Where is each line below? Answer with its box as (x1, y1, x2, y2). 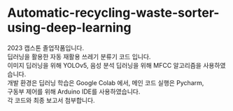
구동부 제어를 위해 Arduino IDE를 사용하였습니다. (7, 87, 141, 96)
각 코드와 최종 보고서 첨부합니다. (7, 96, 96, 104)
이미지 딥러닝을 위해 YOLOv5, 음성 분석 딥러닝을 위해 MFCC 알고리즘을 (7, 61, 202, 69)
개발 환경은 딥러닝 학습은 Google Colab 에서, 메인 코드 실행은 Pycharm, (7, 78, 204, 87)
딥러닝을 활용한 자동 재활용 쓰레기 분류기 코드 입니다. (7, 52, 151, 61)
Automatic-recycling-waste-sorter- (7, 5, 220, 21)
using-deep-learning (7, 20, 132, 36)
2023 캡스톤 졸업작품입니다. (7, 43, 85, 52)
